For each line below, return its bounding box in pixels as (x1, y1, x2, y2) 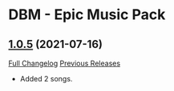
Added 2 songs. (19, 74, 73, 83)
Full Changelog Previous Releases (8, 58, 121, 68)
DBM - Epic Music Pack (8, 6, 166, 24)
